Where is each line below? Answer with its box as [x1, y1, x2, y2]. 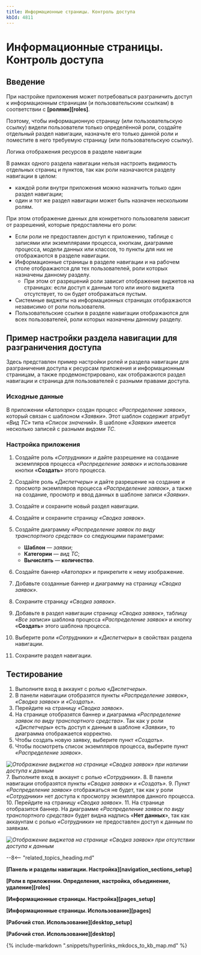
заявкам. [6, 824, 29, 831]
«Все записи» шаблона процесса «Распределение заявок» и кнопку [14, 616, 192, 623]
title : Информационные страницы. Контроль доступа [6, 8, 136, 15]
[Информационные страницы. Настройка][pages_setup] [6, 895, 156, 902]
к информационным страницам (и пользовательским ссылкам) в [6, 99, 174, 106]
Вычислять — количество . [23, 556, 95, 564]
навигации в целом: [6, 172, 57, 179]
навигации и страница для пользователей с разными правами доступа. [6, 378, 191, 385]
